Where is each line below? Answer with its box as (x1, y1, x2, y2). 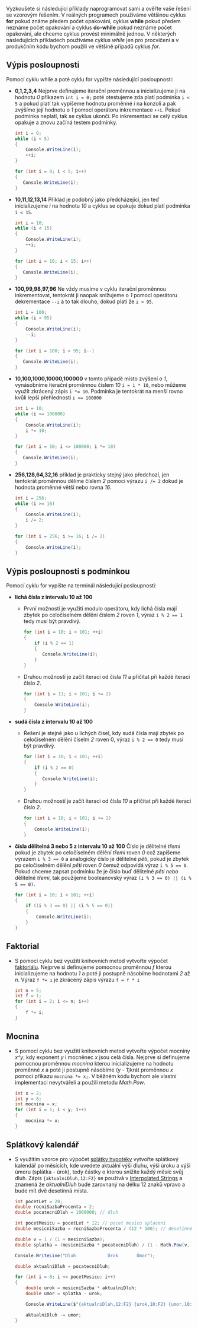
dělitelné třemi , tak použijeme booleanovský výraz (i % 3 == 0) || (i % (14, 874, 192, 881)
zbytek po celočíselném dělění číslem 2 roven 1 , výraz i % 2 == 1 (23, 611, 183, 619)
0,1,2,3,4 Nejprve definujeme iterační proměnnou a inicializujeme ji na (14, 87, 186, 94)
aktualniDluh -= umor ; (25, 1312, 82, 1318)
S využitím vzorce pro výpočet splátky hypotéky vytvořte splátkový (14, 1155, 179, 1162)
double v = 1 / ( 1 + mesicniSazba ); (14, 1236, 105, 1242)
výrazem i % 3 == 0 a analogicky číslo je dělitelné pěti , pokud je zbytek (14, 855, 189, 862)
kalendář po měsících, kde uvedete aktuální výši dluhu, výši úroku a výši (14, 1162, 191, 1169)
